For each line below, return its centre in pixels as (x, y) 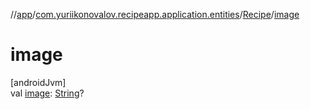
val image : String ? (47, 93)
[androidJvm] (38, 82)
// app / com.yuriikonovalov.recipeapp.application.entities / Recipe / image (155, 14)
